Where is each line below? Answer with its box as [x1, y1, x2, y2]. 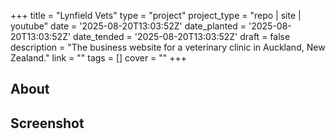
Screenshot [10, 115, 85, 132]
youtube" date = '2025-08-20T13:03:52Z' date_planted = [10, 20, 247, 32]
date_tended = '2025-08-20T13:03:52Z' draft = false [73, 31, 291, 42]
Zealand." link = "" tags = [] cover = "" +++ [10, 52, 188, 64]
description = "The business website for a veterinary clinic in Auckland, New [10, 41, 326, 53]
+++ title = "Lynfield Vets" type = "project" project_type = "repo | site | [10, 10, 302, 21]
